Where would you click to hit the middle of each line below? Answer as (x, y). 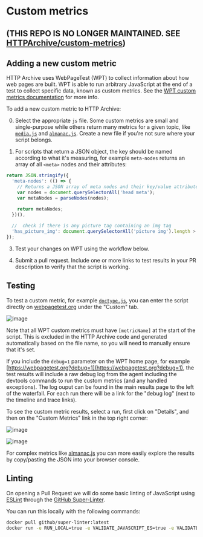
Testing (21, 286)
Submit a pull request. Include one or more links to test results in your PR (105, 261)
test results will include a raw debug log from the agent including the (92, 374)
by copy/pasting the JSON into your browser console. (73, 459)
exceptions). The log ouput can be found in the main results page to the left (100, 387)
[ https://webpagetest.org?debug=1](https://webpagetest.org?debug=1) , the (100, 368)
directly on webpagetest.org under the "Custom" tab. (72, 307)
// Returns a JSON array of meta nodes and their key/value (94, 187)
